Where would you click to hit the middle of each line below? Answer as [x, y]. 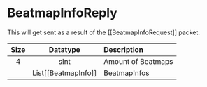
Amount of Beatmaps [138, 61]
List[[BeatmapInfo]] [65, 73]
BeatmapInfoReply [62, 13]
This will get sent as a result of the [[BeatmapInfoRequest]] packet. [104, 32]
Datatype [64, 49]
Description [123, 49]
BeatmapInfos [127, 73]
